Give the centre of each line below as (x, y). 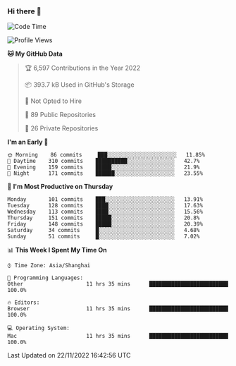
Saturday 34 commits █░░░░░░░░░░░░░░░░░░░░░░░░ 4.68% (104, 231)
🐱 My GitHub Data (35, 54)
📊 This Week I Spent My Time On (57, 250)
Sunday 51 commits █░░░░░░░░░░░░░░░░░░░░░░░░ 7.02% (104, 237)
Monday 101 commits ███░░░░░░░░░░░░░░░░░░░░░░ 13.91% (105, 200)
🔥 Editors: (24, 303)
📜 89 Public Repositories (60, 115)
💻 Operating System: (39, 328)
